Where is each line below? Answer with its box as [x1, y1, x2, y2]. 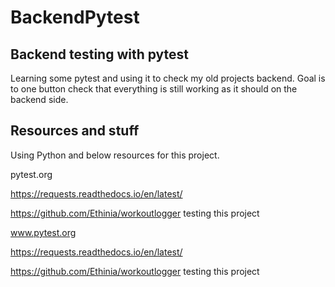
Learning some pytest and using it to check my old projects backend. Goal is [10, 72, 326, 84]
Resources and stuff [10, 122, 140, 140]
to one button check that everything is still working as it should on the [10, 83, 298, 95]
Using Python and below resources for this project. [10, 149, 220, 161]
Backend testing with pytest [10, 46, 190, 63]
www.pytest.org [10, 226, 77, 238]
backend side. [10, 94, 69, 105]
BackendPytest [10, 6, 140, 29]
